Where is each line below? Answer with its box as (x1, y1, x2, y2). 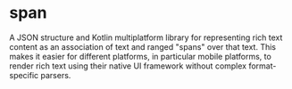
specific (9, 69, 39, 80)
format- (248, 61, 277, 71)
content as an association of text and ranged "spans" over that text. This (9, 41, 277, 52)
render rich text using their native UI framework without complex (9, 61, 247, 71)
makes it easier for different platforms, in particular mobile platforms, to (9, 51, 272, 61)
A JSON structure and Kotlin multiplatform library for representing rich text (9, 32, 283, 43)
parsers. (40, 69, 71, 80)
